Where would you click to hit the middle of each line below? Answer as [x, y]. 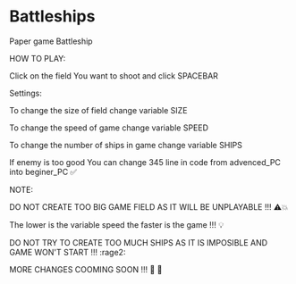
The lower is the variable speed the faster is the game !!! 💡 [117, 224]
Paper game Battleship [51, 41]
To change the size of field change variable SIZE [98, 110]
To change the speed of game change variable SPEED [109, 128]
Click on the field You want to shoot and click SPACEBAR [114, 75]
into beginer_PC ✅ [43, 171]
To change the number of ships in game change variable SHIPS [126, 145]
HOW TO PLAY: [38, 58]
